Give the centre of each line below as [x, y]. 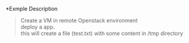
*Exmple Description [32, 9]
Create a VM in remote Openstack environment [79, 20]
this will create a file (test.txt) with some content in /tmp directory [102, 33]
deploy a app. [37, 27]
